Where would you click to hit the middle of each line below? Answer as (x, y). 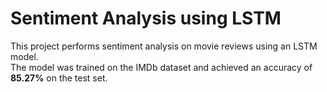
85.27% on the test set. (59, 78)
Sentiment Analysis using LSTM (146, 18)
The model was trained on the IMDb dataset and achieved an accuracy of (161, 67)
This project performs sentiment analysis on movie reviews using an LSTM (164, 46)
